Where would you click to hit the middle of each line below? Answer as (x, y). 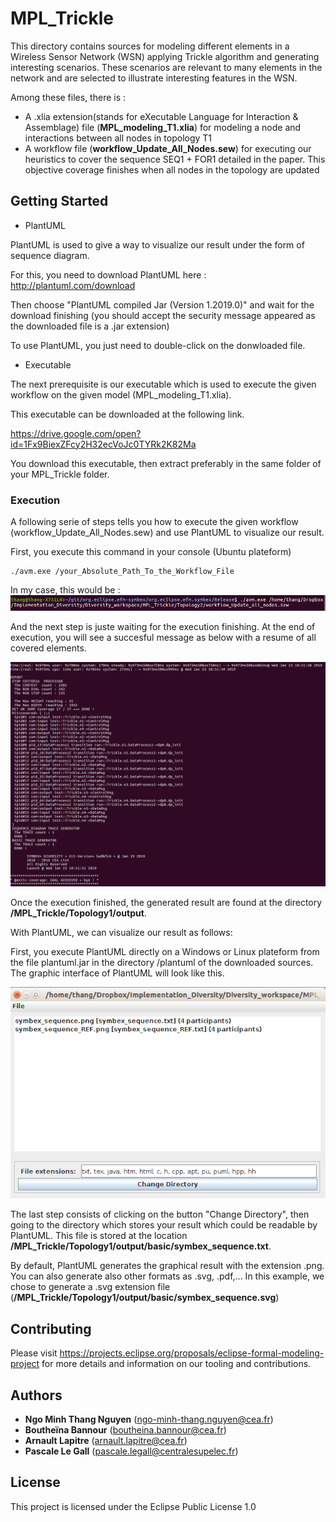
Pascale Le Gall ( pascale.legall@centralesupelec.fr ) (131, 1451)
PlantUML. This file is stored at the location (99, 1236)
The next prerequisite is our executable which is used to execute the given (163, 384)
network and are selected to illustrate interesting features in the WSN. (154, 78)
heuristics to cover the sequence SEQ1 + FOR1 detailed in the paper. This (175, 159)
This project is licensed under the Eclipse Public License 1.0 (133, 1506)
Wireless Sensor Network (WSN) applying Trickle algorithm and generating (165, 56)
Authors (36, 1395)
